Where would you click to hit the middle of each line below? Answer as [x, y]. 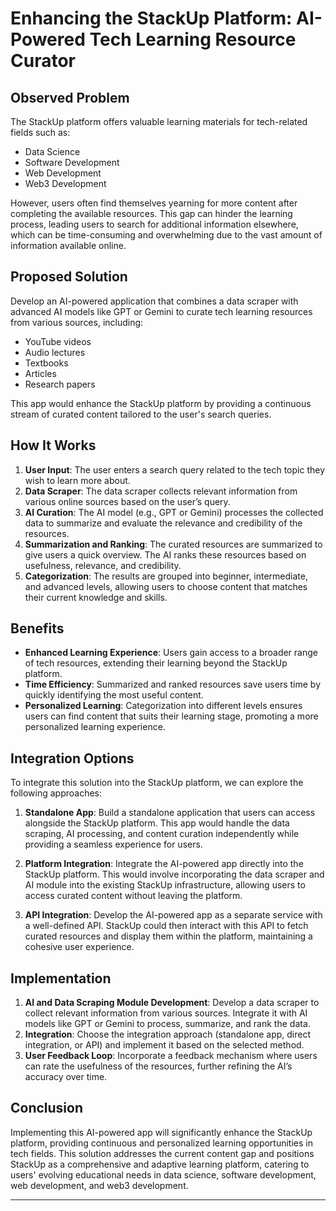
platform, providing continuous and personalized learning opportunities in [161, 1143]
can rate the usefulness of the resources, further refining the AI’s [158, 1066]
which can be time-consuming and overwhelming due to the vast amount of [166, 235]
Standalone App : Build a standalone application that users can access [170, 813]
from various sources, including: [77, 322]
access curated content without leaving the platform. [133, 896]
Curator [43, 61]
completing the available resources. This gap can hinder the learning [151, 213]
